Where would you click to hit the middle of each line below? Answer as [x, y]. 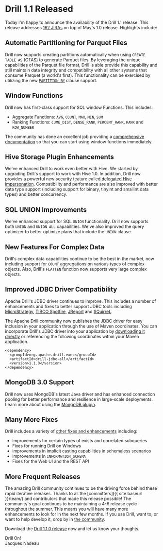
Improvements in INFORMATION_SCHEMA [49, 456]
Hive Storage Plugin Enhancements [59, 157]
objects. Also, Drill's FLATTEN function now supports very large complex [76, 269]
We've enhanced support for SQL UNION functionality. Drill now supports [77, 222]
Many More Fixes [32, 420]
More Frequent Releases [43, 476]
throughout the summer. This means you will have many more [67, 509]
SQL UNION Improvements [46, 210]
